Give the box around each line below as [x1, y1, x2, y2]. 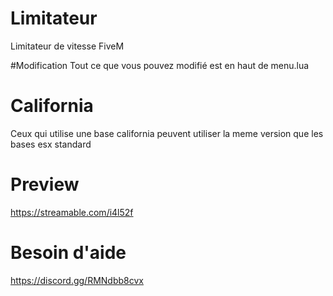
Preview [10, 173, 80, 196]
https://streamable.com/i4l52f [10, 206, 134, 218]
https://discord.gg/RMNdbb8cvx [10, 274, 144, 286]
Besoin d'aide [10, 242, 127, 264]
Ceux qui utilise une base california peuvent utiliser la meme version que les [10, 127, 324, 139]
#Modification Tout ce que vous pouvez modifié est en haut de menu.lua [10, 59, 310, 71]
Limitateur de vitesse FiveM [10, 40, 125, 52]
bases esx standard [10, 138, 92, 150]
